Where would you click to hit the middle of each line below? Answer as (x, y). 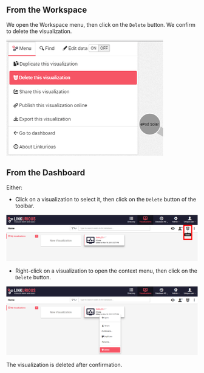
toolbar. (25, 206)
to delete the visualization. (39, 31)
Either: (15, 187)
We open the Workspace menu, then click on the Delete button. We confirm (101, 24)
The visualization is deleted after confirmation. (64, 364)
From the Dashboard (46, 173)
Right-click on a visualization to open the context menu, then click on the (106, 271)
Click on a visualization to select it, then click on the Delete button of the (105, 199)
